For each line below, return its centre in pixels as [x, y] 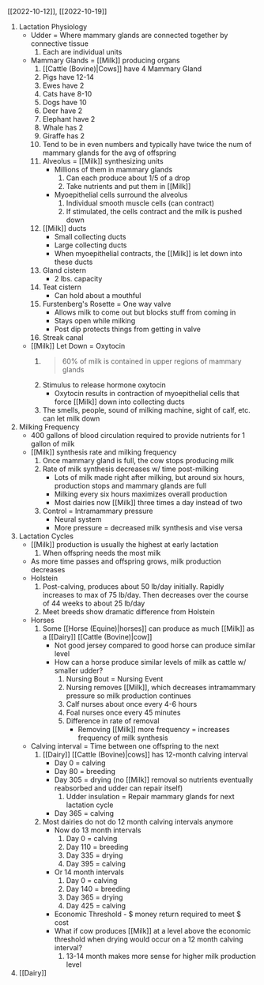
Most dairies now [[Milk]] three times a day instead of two [148, 502]
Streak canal [63, 338]
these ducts [74, 262]
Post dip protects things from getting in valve [128, 329]
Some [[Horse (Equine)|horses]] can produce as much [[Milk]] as [148, 628]
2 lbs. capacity [78, 279]
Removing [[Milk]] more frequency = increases [154, 729]
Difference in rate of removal [113, 721]
